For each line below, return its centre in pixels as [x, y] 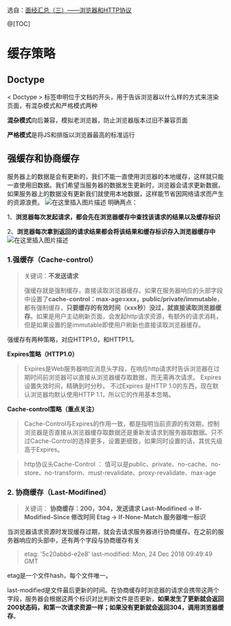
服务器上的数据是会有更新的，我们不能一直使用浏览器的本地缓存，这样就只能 [115, 176]
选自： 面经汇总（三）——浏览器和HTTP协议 [69, 10]
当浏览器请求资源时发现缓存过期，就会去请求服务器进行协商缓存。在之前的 [112, 532]
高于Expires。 [44, 450]
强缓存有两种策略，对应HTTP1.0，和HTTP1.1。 [73, 340]
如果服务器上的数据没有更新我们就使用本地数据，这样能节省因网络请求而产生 [115, 193]
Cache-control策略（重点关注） [53, 409]
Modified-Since [47, 517]
